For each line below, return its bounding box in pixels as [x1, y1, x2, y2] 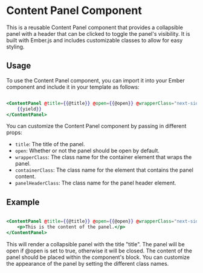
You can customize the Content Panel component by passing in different [6, 123, 187, 130]
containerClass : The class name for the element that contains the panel [14, 166, 193, 174]
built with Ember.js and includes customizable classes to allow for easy [6, 36, 183, 44]
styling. [6, 43, 25, 50]
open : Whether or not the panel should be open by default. [14, 147, 160, 155]
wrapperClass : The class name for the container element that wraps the [14, 153, 192, 161]
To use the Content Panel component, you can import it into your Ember [6, 76, 185, 84]
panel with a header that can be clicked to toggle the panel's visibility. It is [6, 30, 190, 37]
